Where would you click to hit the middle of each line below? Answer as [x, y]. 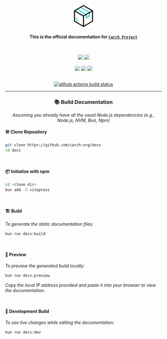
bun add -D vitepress [28, 190]
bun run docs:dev [23, 332]
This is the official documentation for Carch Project [83, 36]
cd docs [13, 150]
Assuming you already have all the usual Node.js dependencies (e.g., [83, 115]
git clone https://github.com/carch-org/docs [53, 145]
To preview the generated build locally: [45, 266]
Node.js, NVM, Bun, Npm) [83, 120]
